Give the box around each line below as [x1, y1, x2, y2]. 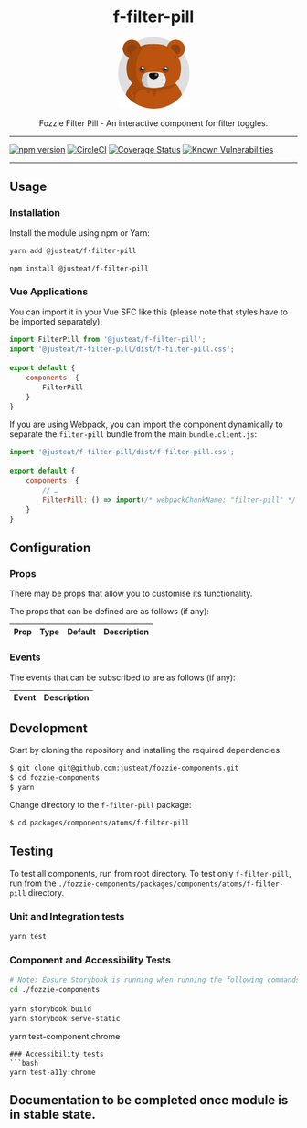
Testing [9, 844, 54, 859]
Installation [9, 207, 61, 219]
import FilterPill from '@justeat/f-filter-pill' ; [9, 335, 206, 344]
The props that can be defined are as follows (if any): [9, 606, 210, 617]
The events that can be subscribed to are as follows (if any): [9, 672, 236, 683]
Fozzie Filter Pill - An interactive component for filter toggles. [38, 117, 269, 129]
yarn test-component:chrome [9, 1030, 121, 1041]
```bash [9, 1059, 39, 1068]
